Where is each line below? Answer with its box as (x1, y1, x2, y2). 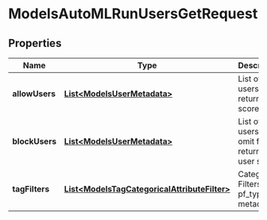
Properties (8, 37, 62, 50)
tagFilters (12, 183, 50, 195)
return (238, 93, 261, 104)
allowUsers (12, 88, 56, 99)
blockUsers (12, 136, 57, 147)
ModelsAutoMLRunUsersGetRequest (8, 5, 258, 23)
